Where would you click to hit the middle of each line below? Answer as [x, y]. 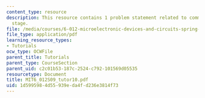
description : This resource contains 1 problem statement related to [97, 18]
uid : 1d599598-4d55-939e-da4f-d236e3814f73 [63, 86]
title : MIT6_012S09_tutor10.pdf [47, 80]
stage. [20, 23]
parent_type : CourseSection [42, 63]
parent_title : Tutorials [38, 57]
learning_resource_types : [39, 40]
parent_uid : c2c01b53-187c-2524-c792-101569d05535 [72, 68]
